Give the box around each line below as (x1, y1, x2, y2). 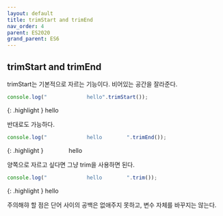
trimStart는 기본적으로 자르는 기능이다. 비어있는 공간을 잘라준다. (7, 80, 178, 88)
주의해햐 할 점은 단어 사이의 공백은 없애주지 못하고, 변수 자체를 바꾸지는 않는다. (7, 200, 217, 209)
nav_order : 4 (7, 23, 44, 29)
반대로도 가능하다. (7, 120, 55, 128)
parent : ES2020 (7, 29, 51, 36)
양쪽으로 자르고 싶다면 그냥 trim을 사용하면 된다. (7, 160, 135, 169)
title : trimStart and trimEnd (7, 16, 94, 23)
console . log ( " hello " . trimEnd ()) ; (7, 134, 167, 141)
